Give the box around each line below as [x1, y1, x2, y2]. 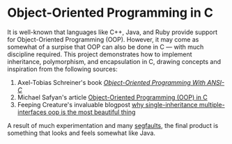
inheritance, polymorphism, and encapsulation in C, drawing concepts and [7, 57, 222, 65]
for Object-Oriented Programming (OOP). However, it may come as [7, 35, 199, 43]
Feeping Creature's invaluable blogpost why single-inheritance [17, 100, 198, 109]
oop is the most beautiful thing [47, 108, 136, 116]
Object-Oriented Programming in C [7, 5, 214, 21]
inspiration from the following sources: [7, 65, 118, 73]
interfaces [17, 108, 47, 116]
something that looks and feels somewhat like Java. [7, 129, 155, 137]
